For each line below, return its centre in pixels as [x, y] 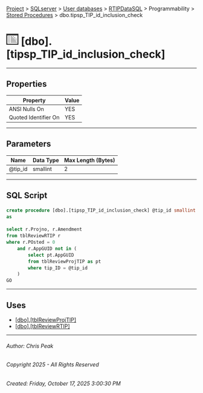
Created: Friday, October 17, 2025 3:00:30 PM [63, 383]
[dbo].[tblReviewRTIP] [43, 326]
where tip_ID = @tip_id [58, 268]
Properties [27, 84]
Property [34, 100]
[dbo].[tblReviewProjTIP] [46, 320]
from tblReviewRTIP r [34, 236]
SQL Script [27, 196]
